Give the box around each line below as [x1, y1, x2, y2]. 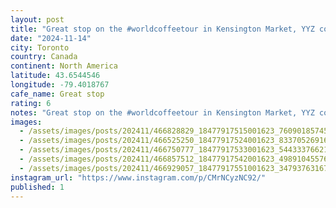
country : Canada [10, 52, 78, 62]
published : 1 [10, 182, 65, 192]
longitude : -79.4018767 [10, 80, 110, 90]
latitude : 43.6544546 [10, 71, 101, 81]
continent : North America [10, 61, 118, 71]
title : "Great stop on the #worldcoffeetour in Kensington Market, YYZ [10, 24, 315, 34]
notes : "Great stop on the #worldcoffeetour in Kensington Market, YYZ [10, 107, 315, 118]
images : [10, 117, 43, 127]
